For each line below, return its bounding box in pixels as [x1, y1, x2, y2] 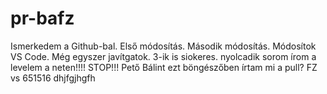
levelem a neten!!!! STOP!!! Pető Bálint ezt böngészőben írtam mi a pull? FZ [10, 61, 318, 73]
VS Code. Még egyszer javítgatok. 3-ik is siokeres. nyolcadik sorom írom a [10, 50, 317, 62]
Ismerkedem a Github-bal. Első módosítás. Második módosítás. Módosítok [10, 40, 317, 52]
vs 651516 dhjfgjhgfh [10, 72, 96, 84]
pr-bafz [10, 7, 75, 30]
